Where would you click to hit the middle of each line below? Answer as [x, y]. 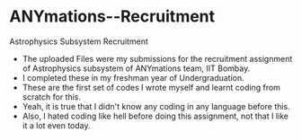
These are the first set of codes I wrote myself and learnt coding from [151, 87]
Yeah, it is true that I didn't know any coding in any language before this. [156, 106]
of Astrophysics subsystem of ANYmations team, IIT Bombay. [136, 68]
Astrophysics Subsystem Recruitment [79, 41]
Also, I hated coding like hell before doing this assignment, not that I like [155, 116]
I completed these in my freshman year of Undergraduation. [133, 77]
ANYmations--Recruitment [112, 17]
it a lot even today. [57, 125]
